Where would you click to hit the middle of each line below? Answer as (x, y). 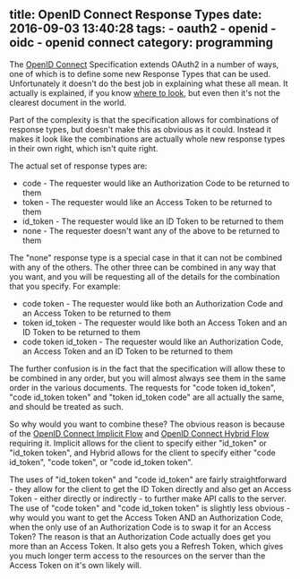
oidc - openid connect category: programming (141, 43)
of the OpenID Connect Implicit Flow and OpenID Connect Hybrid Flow (139, 433)
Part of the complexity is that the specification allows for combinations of (144, 119)
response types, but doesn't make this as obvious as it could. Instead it (140, 129)
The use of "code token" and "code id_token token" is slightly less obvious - (150, 508)
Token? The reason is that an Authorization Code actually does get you (140, 536)
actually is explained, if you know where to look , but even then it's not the (145, 92)
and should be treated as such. (66, 406)
